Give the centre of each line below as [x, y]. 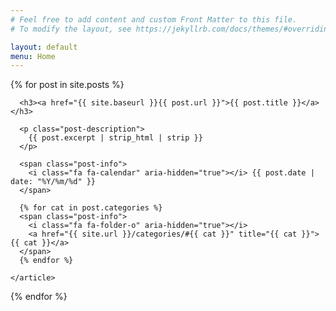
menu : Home [33, 56]
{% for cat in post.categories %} [91, 208]
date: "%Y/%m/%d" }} [53, 182]
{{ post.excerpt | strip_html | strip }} [115, 138]
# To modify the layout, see [71, 29]
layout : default [44, 47]
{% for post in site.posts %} [67, 85]
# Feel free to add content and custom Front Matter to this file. [154, 19]
